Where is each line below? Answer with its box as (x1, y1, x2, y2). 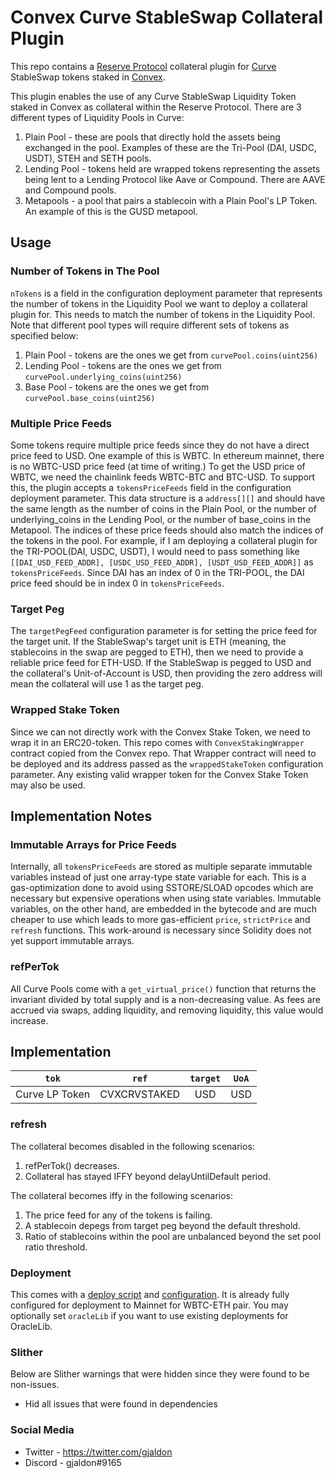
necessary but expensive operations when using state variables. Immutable (10, 892, 322, 905)
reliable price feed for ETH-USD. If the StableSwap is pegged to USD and (10, 657, 312, 669)
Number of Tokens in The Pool (10, 264, 160, 278)
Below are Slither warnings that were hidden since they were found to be (10, 1368, 310, 1380)
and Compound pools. (24, 184, 117, 196)
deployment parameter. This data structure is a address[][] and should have (10, 492, 326, 504)
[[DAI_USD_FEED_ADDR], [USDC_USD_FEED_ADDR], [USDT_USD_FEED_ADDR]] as (10, 556, 314, 568)
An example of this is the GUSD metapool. (24, 205, 198, 217)
